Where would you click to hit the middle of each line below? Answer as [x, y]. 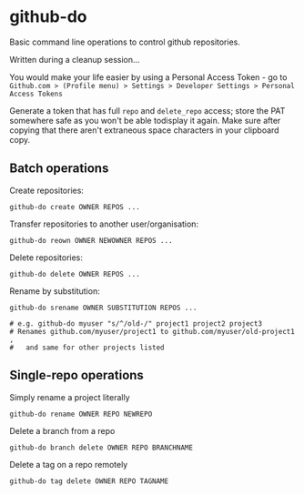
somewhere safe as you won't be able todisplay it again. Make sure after [145, 120]
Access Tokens [36, 94]
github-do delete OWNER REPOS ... [75, 274]
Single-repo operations [76, 375]
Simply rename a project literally [70, 397]
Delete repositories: [46, 258]
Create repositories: [47, 190]
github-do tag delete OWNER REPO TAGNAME [89, 481]
